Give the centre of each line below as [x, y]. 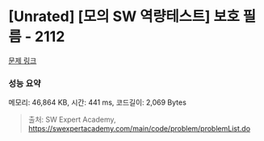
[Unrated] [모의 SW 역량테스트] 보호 [124, 17]
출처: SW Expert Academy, [72, 120]
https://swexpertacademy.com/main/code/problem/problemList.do [139, 129]
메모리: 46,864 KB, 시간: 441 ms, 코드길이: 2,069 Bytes [98, 102]
